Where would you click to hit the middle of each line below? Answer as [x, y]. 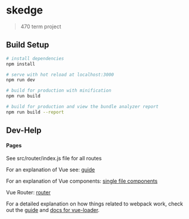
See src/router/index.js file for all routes [54, 159]
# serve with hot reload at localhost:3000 [60, 75]
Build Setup [28, 45]
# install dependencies [35, 58]
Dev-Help [24, 131]
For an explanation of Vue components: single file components [82, 181]
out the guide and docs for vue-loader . [53, 210]
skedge [24, 10]
